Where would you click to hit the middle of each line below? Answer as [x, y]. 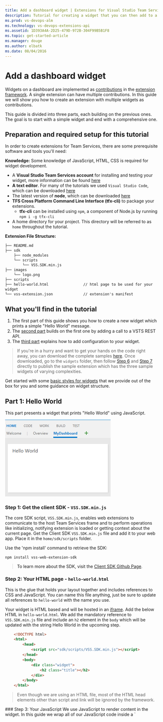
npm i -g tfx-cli [37, 217]
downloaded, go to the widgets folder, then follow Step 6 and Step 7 [85, 361]
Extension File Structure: [31, 236]
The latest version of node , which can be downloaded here [71, 196]
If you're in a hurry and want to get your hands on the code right [81, 351]
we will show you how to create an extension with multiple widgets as [74, 99]
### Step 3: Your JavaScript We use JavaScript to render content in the [77, 709]
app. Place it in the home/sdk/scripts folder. [49, 539]
